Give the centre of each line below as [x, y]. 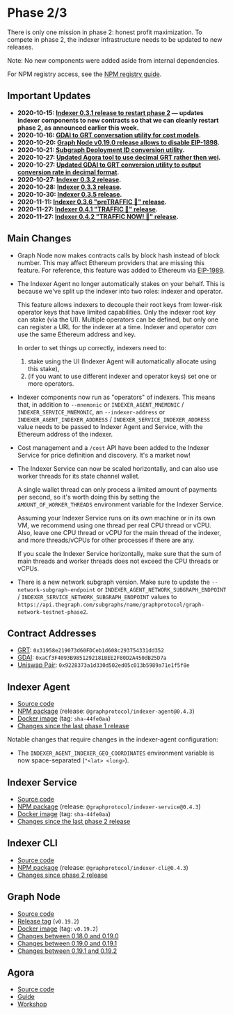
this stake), [43, 368]
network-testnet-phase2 [52, 612]
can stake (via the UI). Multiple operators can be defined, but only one [118, 319]
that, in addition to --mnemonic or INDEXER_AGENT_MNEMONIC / [101, 404]
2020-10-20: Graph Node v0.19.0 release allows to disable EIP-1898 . [119, 142]
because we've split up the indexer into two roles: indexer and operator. [120, 291]
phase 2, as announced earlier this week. [78, 128]
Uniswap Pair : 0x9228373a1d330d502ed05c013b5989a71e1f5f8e [103, 665]
